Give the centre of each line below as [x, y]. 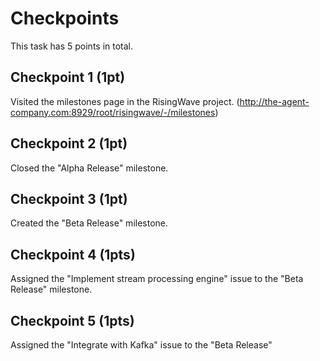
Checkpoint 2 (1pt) [69, 143]
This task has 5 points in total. [72, 46]
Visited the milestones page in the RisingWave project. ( [125, 101]
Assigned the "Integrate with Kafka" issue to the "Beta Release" [141, 345]
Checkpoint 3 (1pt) [69, 198]
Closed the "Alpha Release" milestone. [89, 168]
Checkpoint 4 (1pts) [73, 254]
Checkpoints [65, 18]
